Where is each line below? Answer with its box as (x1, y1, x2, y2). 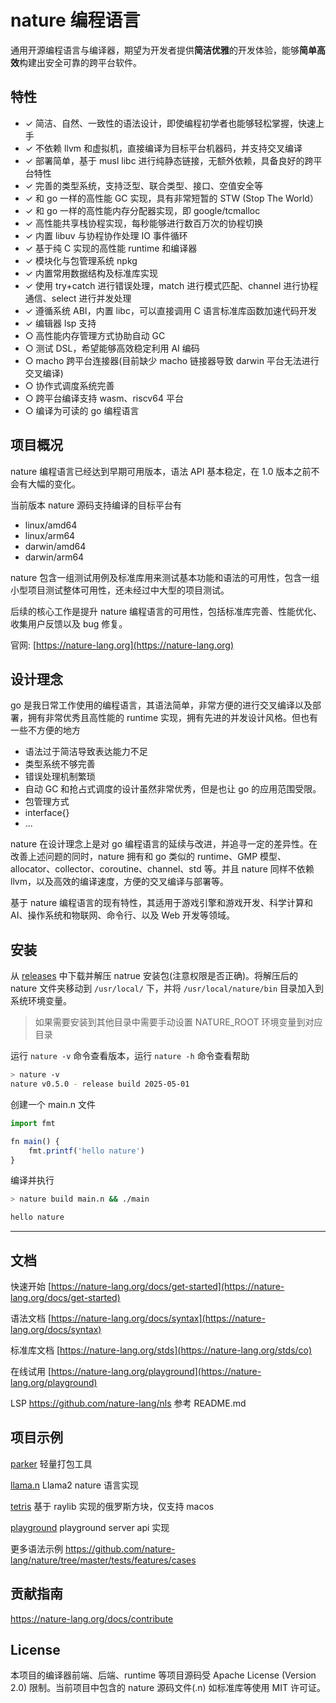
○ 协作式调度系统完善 (24, 379, 115, 391)
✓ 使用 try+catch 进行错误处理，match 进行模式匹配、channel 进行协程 (24, 279, 319, 291)
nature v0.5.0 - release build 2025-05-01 (10, 1079, 190, 1090)
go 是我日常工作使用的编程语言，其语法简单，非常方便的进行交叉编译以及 (10, 699, 313, 711)
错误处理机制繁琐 (24, 771, 96, 783)
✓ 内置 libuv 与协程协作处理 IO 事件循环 (24, 229, 188, 241)
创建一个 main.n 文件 (10, 1098, 96, 1110)
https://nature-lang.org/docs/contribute (10, 1612, 174, 1625)
